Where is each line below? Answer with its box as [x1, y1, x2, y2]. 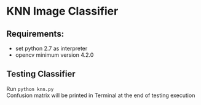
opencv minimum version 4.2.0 [15, 51, 94, 59]
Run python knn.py [6, 85, 54, 92]
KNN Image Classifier [6, 4, 119, 18]
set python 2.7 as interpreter [15, 45, 88, 52]
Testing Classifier [6, 69, 76, 79]
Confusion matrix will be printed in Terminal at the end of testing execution [6, 92, 195, 99]
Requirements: [6, 29, 65, 39]
